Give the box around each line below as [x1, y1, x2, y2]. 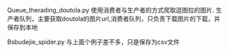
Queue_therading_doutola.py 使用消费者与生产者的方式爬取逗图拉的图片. [7, 6, 214, 14]
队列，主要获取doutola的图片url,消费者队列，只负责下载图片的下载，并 [19, 14, 221, 23]
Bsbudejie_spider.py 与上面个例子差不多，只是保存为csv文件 [7, 38, 180, 46]
